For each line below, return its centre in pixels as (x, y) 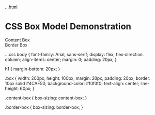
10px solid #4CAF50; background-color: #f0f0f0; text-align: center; (72, 83)
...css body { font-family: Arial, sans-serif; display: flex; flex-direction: (74, 54)
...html (11, 7)
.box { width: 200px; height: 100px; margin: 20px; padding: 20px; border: (78, 78)
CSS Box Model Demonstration (68, 27)
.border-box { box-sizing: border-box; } (44, 107)
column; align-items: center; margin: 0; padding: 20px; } (61, 59)
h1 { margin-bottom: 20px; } (33, 69)
